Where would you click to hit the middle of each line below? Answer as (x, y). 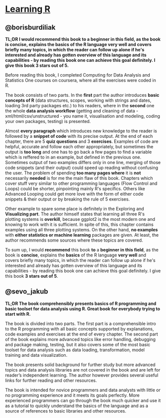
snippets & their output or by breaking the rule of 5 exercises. (67, 199)
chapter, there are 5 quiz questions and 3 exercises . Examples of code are (82, 141)
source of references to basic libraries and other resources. (66, 411)
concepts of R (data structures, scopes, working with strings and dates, (78, 100)
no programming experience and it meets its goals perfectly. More (72, 395)
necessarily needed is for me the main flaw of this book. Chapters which (79, 178)
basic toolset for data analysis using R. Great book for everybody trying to (83, 309)
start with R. (18, 314)
